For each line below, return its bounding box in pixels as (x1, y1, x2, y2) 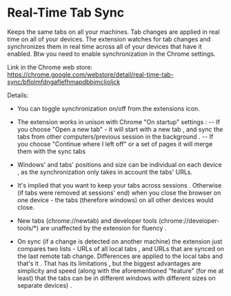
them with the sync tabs (17, 147, 86, 155)
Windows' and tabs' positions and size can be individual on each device (17, 160, 222, 168)
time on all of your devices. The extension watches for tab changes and (7, 34, 211, 43)
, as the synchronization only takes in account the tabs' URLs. (17, 168, 193, 176)
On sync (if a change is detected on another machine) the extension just (17, 237, 223, 246)
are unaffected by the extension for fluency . (40, 224, 167, 232)
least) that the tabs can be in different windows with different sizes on (17, 274, 216, 282)
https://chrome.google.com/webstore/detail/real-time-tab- (7, 70, 174, 79)
